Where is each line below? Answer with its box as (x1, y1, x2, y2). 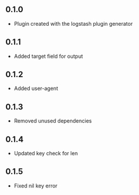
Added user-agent (13, 85, 58, 92)
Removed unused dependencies (13, 117, 92, 124)
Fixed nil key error (13, 182, 58, 189)
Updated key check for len (13, 150, 78, 157)
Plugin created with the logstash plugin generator (13, 20, 133, 27)
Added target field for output (13, 53, 83, 60)
